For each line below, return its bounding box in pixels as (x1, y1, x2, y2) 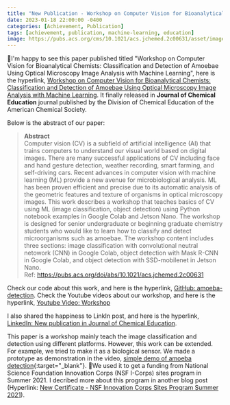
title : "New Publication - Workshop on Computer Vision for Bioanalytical (7, 10, 225, 17)
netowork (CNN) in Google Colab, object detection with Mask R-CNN (23, 248, 219, 257)
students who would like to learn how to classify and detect (23, 227, 192, 235)
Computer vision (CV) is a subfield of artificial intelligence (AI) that (23, 139, 211, 148)
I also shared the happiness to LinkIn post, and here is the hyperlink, (7, 312, 200, 320)
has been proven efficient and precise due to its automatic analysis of (23, 183, 220, 192)
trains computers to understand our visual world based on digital (23, 147, 207, 155)
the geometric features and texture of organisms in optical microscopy (23, 190, 223, 199)
